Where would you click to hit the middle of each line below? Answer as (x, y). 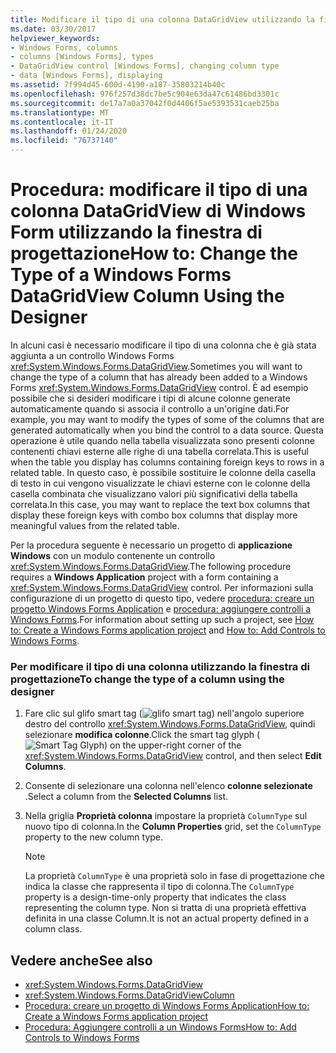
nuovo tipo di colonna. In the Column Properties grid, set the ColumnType (173, 827)
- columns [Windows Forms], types (82, 57)
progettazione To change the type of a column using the (147, 679)
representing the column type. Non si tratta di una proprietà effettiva (165, 908)
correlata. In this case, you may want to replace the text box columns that (160, 504)
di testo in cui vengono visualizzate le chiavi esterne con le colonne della (160, 483)
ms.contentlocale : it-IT (62, 122)
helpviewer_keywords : (55, 38)
